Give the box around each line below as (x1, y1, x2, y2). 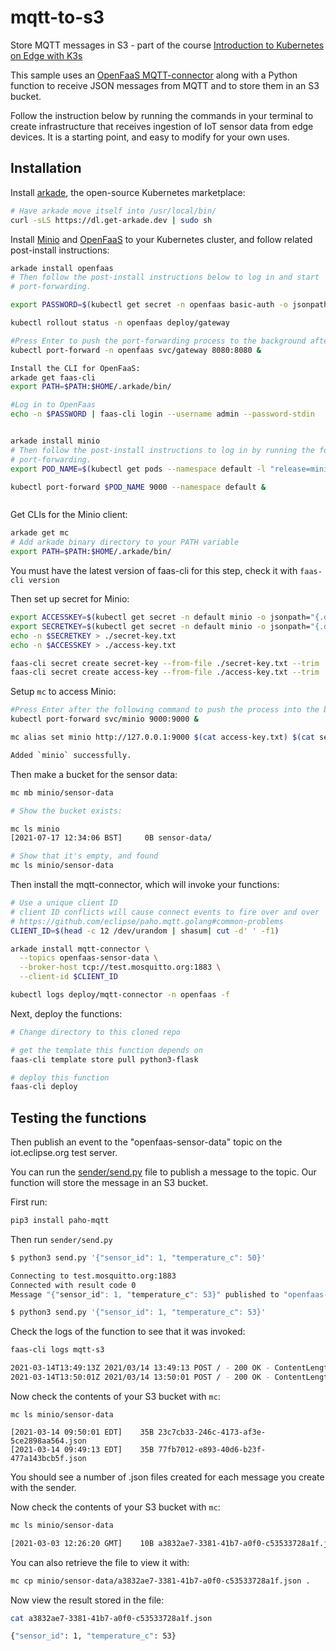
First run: (10, 1196, 48, 1208)
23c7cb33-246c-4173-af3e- (158, 1427, 267, 1437)
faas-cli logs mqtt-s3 (10, 1345, 105, 1355)
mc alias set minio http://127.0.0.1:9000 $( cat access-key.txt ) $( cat (10, 732, 315, 742)
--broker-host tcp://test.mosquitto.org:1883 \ (19, 962, 222, 973)
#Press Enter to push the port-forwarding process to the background (10, 336, 307, 346)
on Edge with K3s (10, 49, 83, 61)
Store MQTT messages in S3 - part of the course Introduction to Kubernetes (10, 39, 325, 51)
